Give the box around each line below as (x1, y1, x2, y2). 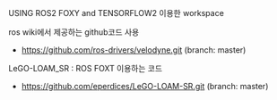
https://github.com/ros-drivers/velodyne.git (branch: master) (21, 45, 247, 55)
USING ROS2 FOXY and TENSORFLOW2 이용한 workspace (8, 8, 225, 18)
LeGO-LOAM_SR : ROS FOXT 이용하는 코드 (8, 63, 163, 73)
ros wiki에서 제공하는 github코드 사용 (8, 27, 140, 37)
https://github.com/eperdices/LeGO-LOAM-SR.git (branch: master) (21, 81, 269, 91)
